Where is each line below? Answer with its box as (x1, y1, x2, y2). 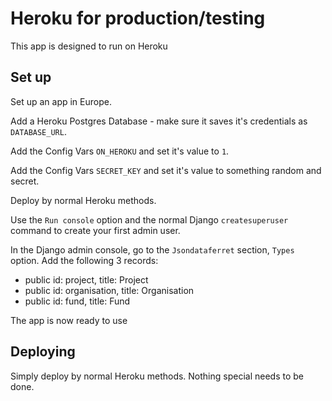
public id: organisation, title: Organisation (24, 284, 195, 296)
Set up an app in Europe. (10, 95, 112, 107)
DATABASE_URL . (10, 125, 67, 137)
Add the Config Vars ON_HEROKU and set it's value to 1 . (10, 145, 230, 157)
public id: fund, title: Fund (24, 295, 131, 307)
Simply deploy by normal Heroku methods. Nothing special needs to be (10, 370, 305, 382)
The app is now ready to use (10, 314, 128, 326)
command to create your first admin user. (10, 224, 181, 236)
